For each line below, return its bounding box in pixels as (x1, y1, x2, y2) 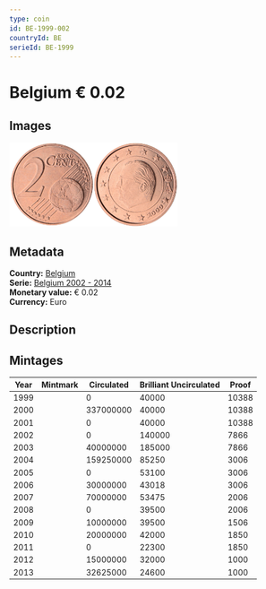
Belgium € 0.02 (9, 82, 125, 103)
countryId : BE (9, 33, 63, 42)
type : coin (9, 14, 50, 23)
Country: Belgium (9, 268, 76, 279)
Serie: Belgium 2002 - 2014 (9, 278, 112, 289)
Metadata (9, 244, 64, 259)
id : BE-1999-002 (9, 23, 70, 33)
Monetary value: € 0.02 (9, 287, 99, 298)
